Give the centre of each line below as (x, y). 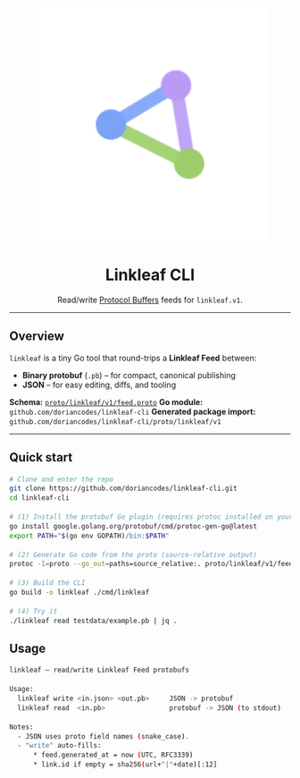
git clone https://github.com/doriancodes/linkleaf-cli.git (124, 489)
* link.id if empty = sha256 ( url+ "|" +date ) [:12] (125, 765)
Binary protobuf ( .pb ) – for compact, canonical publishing (129, 375)
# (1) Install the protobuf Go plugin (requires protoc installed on (142, 517)
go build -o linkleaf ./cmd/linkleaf (79, 593)
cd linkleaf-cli (39, 498)
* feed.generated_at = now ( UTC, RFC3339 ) (113, 755)
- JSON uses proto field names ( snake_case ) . (104, 736)
